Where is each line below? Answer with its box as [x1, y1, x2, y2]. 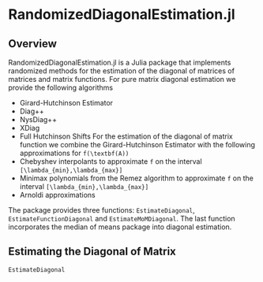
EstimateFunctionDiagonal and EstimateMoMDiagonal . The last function [8, 214, 235, 223]
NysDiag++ [19, 115, 58, 124]
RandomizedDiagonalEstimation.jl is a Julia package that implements [8, 58, 231, 67]
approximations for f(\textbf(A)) [19, 148, 130, 158]
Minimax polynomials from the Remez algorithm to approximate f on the [19, 173, 254, 183]
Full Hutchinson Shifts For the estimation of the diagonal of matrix [19, 132, 233, 141]
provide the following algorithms [8, 83, 113, 92]
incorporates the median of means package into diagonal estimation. [8, 222, 232, 232]
